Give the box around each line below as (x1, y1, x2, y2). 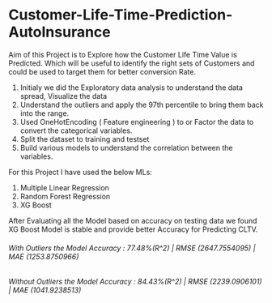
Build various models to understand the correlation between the (19, 143, 233, 152)
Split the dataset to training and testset (19, 134, 150, 143)
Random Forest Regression (19, 191, 111, 201)
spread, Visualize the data (19, 91, 108, 100)
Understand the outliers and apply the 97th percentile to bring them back (19, 100, 265, 109)
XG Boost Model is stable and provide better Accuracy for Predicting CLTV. (8, 224, 258, 234)
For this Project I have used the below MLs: (8, 167, 152, 177)
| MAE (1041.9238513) (8, 285, 82, 295)
